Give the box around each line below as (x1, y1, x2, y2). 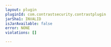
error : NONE (5, 26, 30, 31)
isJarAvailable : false (5, 21, 52, 26)
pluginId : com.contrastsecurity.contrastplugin (5, 12, 106, 17)
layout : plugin (5, 7, 37, 12)
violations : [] (5, 30, 37, 35)
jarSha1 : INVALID (5, 16, 41, 21)
